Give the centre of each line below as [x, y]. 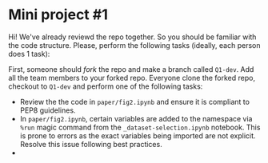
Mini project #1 [58, 15]
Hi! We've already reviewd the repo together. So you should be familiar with [132, 37]
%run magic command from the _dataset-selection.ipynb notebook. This [140, 127]
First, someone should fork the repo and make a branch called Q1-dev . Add [131, 69]
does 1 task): [29, 54]
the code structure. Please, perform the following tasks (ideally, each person [134, 45]
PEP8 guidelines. [48, 110]
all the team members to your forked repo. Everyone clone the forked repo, [132, 78]
